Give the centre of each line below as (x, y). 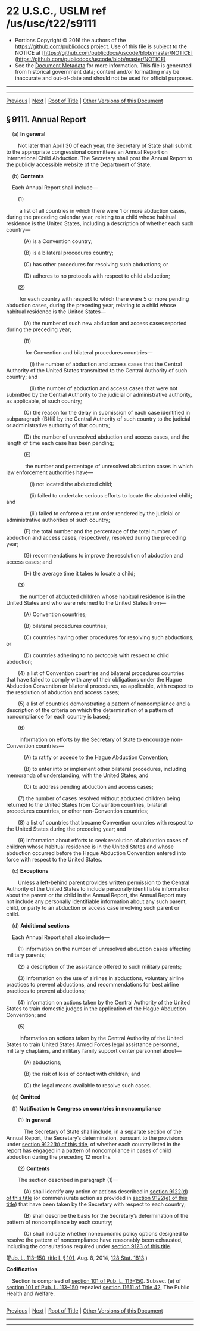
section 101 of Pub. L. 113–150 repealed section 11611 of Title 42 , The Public (98, 1287)
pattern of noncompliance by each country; (60, 1222)
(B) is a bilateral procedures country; (69, 253)
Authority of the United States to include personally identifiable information (98, 888)
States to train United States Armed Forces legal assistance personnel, (93, 1044)
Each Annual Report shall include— (55, 187)
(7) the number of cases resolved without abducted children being (99, 798)
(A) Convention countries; (55, 614)
